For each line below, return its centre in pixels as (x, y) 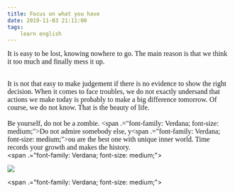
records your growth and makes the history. (69, 147)
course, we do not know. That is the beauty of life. (78, 107)
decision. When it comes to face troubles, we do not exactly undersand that (114, 92)
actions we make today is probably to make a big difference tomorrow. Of (112, 100)
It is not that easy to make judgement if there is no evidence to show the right (117, 84)
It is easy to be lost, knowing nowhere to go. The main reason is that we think (117, 54)
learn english (41, 34)
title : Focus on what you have (54, 14)
